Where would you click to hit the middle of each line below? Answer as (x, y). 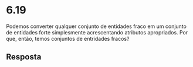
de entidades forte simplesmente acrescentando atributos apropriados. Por (97, 32)
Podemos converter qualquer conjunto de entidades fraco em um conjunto (96, 26)
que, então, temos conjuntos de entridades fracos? (68, 38)
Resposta (24, 57)
